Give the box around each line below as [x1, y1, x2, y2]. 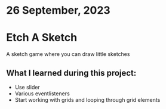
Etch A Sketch [6, 31, 78, 45]
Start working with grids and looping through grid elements [14, 96, 161, 103]
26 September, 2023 [6, 4, 110, 17]
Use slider [14, 83, 40, 91]
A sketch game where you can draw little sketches [6, 51, 130, 58]
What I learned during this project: [6, 68, 137, 78]
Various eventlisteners [14, 90, 70, 97]
